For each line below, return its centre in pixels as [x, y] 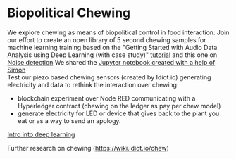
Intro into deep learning [41, 134]
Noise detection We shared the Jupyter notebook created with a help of [111, 62]
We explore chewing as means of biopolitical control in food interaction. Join [118, 32]
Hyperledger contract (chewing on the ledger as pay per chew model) [119, 106]
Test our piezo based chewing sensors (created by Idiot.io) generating [109, 77]
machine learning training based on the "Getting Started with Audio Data [112, 47]
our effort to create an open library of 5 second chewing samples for [107, 39]
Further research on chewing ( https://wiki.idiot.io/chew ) [88, 148]
